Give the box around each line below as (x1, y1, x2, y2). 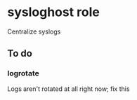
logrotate (7, 69, 40, 78)
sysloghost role (7, 4, 100, 20)
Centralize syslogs (7, 27, 61, 36)
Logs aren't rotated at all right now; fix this (7, 85, 130, 93)
